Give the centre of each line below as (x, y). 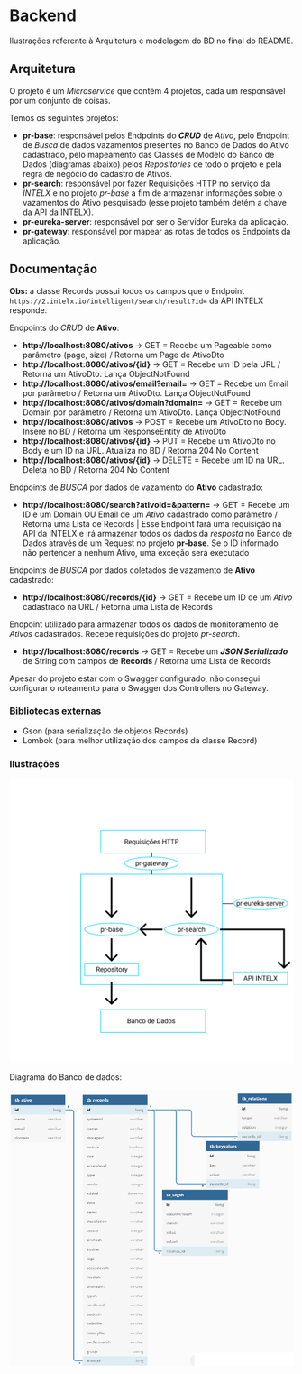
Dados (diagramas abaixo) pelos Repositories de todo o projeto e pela (152, 164)
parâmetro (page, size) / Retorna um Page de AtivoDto (123, 355)
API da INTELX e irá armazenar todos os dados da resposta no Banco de (157, 533)
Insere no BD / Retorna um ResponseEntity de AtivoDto (124, 431)
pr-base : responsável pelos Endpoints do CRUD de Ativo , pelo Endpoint (156, 135)
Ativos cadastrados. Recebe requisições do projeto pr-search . (125, 633)
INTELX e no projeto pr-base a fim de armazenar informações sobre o (152, 193)
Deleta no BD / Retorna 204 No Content (96, 469)
